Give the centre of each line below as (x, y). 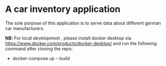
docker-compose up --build (41, 58)
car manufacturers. (25, 28)
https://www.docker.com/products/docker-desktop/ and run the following (81, 43)
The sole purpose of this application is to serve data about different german (83, 23)
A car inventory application (63, 9)
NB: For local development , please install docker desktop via (68, 38)
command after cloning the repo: (39, 48)
